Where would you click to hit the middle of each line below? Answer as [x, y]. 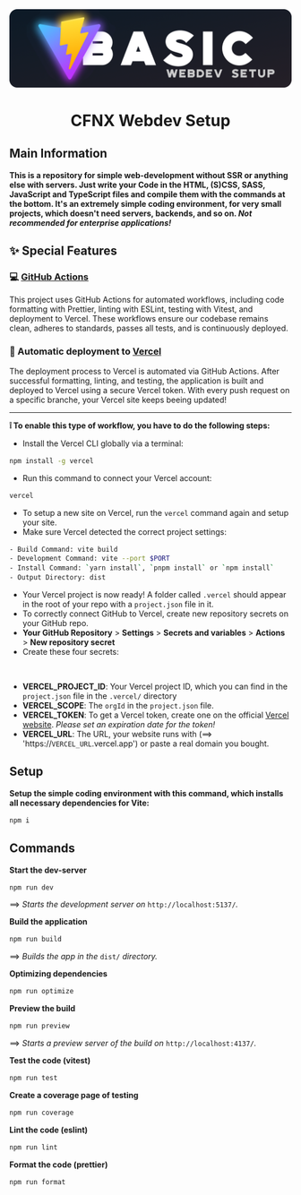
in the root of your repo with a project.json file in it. [118, 605]
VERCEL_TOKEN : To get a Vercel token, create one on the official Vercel [155, 715]
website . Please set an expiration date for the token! [119, 725]
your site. [39, 522]
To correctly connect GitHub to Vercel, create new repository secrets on [155, 614]
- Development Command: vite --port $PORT [90, 559]
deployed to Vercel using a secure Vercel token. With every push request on [150, 390]
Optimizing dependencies [58, 974]
